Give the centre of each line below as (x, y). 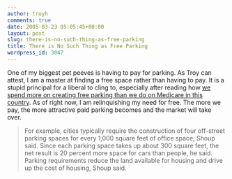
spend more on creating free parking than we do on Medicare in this (105, 94)
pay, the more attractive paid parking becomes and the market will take (109, 110)
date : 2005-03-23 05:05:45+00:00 (56, 27)
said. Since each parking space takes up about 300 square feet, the (122, 145)
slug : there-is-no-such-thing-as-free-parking (76, 40)
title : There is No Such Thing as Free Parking (78, 46)
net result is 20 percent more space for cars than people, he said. (118, 153)
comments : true (29, 20)
